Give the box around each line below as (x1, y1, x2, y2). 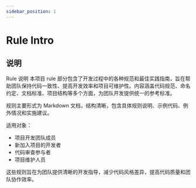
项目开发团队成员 (14, 134, 56, 141)
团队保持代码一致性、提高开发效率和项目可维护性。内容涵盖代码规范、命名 (11, 82, 191, 89)
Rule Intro (6, 33, 54, 47)
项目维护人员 (14, 156, 46, 163)
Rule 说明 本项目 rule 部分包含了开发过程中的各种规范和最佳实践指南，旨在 (6, 75, 185, 82)
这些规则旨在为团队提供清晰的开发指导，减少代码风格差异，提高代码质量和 (6, 168, 185, 175)
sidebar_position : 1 (6, 8, 57, 15)
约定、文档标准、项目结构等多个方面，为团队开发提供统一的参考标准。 (6, 89, 176, 96)
